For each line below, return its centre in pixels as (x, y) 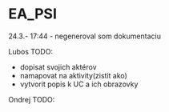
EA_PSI (33, 14)
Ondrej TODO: (32, 99)
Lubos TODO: (31, 51)
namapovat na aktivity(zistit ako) (74, 75)
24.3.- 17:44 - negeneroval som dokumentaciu (85, 36)
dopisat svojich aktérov (58, 67)
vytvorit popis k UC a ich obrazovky (79, 84)
